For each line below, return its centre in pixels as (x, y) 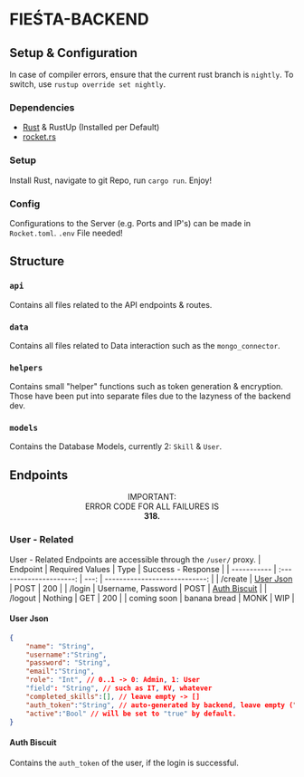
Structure (37, 261)
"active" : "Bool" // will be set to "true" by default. (131, 714)
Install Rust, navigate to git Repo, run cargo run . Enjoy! (111, 180)
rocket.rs (39, 137)
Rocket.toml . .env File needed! (66, 233)
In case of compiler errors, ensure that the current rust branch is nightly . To (152, 74)
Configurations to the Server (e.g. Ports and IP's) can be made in (130, 223)
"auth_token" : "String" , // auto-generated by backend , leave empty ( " (161, 705)
